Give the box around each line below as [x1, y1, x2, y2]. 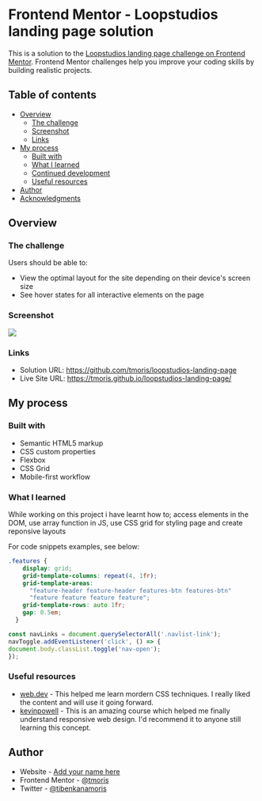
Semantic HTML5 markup [19, 438, 104, 448]
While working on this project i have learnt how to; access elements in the [8, 510, 249, 519]
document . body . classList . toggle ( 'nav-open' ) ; [8, 645, 161, 653]
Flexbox [19, 455, 46, 465]
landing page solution [8, 22, 154, 40]
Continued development [31, 168, 111, 177]
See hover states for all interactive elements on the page [19, 290, 204, 300]
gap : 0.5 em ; [22, 609, 62, 617]
